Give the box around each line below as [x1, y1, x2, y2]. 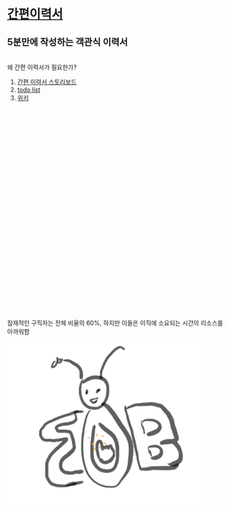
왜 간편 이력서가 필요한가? [7, 63, 77, 71]
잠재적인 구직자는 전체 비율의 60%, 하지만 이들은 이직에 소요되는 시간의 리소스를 [7, 319, 223, 327]
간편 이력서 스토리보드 [17, 78, 77, 86]
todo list [17, 86, 41, 93]
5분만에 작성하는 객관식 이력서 [7, 36, 128, 48]
